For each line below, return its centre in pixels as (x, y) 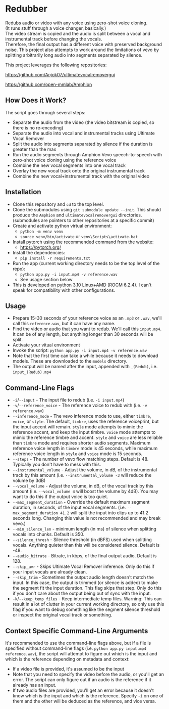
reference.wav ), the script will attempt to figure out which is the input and (81, 654)
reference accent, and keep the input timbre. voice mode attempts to (84, 432)
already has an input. (34, 685)
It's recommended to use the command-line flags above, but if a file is (78, 643)
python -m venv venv (42, 231)
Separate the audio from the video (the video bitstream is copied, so (83, 122)
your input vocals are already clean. (50, 572)
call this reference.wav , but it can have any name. (64, 324)
